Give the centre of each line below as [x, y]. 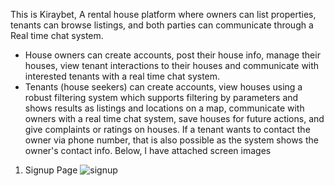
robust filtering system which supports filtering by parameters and [161, 97]
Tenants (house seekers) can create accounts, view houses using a [163, 87]
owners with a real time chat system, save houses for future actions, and [174, 118]
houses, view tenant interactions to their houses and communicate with [172, 65]
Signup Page [51, 170]
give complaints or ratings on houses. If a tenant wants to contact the [167, 129]
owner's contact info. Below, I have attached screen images [148, 150]
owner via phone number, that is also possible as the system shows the [171, 140]
